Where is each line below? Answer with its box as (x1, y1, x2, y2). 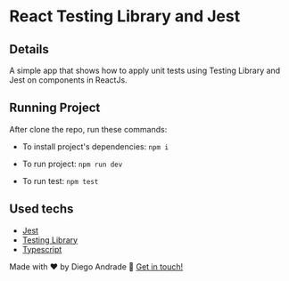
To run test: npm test (21, 175, 99, 186)
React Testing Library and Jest (9, 6, 241, 27)
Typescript (21, 244, 62, 254)
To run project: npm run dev (21, 158, 123, 169)
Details (9, 42, 49, 57)
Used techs (9, 202, 74, 217)
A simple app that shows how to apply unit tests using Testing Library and (9, 65, 281, 76)
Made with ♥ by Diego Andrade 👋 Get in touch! (9, 261, 184, 272)
